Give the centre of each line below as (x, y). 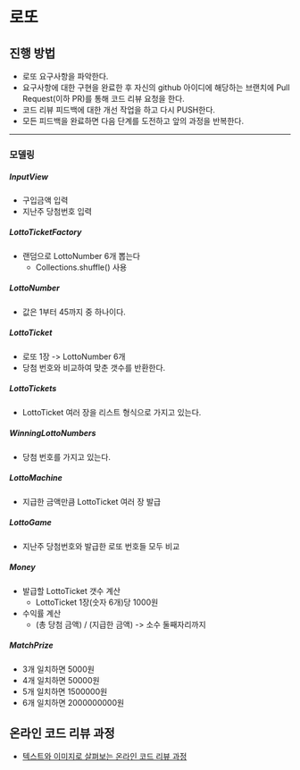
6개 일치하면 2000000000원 (73, 702)
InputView (29, 176)
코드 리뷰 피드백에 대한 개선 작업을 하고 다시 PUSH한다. (119, 110)
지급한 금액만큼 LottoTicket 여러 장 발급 (92, 501)
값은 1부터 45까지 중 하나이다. (74, 312)
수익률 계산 (42, 613)
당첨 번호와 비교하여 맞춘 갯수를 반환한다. (94, 367)
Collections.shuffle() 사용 (81, 267)
